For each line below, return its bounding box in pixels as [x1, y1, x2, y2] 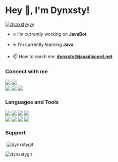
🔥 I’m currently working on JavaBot [12, 31, 87, 37]
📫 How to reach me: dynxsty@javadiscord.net [12, 53, 112, 60]
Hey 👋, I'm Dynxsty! [5, 5, 90, 16]
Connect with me [5, 68, 48, 75]
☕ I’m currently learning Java [12, 41, 74, 47]
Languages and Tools [5, 98, 59, 105]
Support [5, 129, 26, 136]
